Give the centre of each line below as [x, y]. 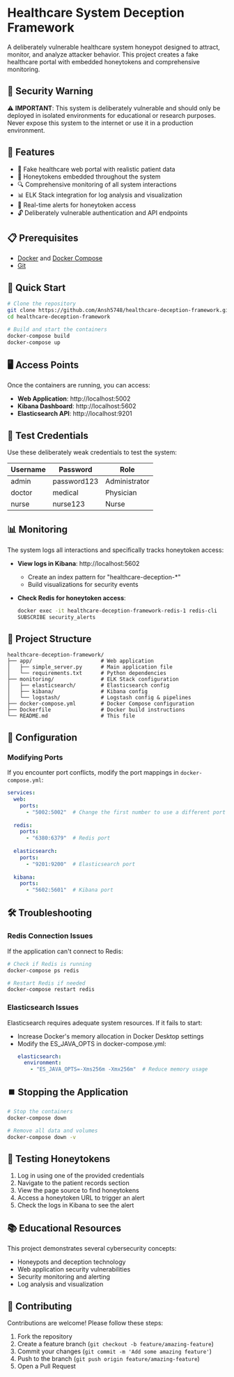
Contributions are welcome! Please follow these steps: [85, 1323]
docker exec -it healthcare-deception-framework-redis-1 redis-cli [117, 611]
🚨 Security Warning [50, 91]
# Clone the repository [42, 304]
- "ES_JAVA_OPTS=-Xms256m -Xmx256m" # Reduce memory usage [119, 1069]
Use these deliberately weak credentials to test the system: [92, 452]
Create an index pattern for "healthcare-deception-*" [104, 576]
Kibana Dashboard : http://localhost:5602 [77, 406]
